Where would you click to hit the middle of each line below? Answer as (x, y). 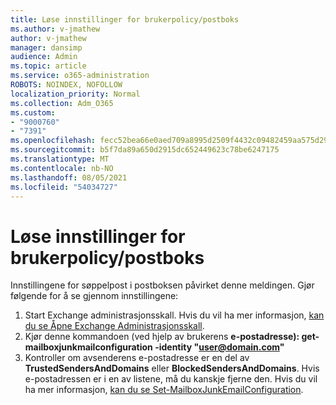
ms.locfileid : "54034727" (64, 187)
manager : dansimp (46, 47)
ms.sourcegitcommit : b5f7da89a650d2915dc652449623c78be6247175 (145, 150)
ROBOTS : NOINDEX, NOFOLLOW (66, 85)
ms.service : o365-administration (80, 76)
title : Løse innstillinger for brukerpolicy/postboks (125, 19)
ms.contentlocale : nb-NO (62, 168)
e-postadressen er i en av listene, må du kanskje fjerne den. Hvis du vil (171, 379)
